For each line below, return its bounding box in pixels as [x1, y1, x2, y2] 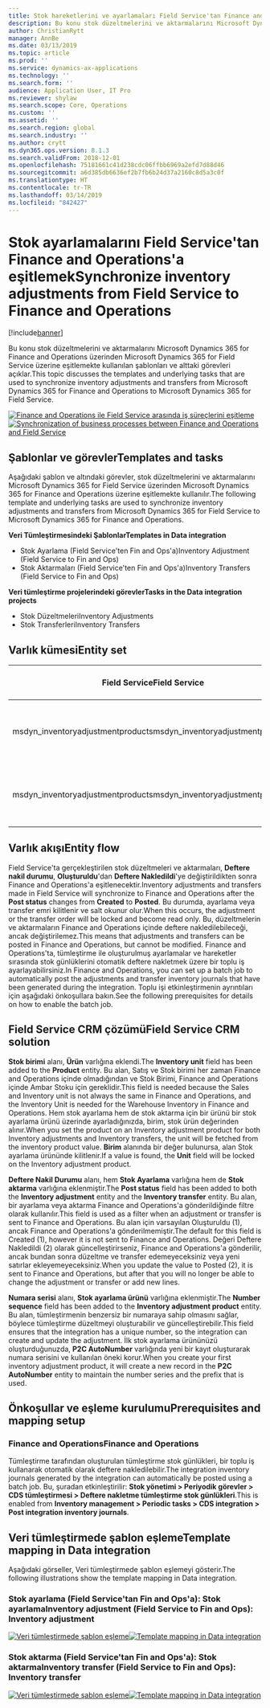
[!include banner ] [8, 328, 63, 338]
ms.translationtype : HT [8, 176, 88, 185]
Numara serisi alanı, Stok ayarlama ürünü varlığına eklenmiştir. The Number [8, 1292, 261, 1302]
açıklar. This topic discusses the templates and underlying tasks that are [8, 369, 245, 379]
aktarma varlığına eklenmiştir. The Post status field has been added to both [8, 1183, 257, 1193]
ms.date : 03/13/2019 [8, 42, 78, 50]
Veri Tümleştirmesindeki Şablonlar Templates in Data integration [8, 530, 227, 540]
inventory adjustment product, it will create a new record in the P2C [8, 1361, 232, 1370]
